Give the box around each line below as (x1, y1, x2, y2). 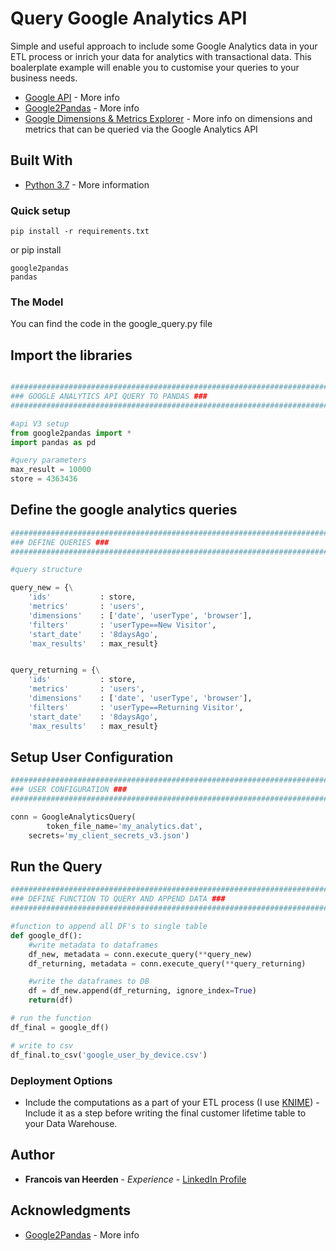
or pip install (10, 244, 62, 256)
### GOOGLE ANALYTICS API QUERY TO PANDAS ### (10, 392, 208, 402)
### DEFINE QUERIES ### (10, 537, 110, 547)
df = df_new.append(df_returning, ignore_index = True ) (28, 986, 257, 996)
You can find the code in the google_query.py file (10, 318, 213, 330)
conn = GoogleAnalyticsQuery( (10, 812, 137, 822)
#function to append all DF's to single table (10, 922, 208, 932)
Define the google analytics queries (10, 502, 238, 519)
